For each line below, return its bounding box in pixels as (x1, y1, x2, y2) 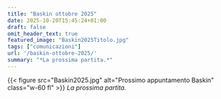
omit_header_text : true (7, 30, 78, 37)
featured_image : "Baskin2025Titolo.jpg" (7, 37, 130, 44)
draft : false (7, 23, 46, 30)
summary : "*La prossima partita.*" (7, 57, 113, 64)
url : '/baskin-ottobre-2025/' (7, 50, 98, 57)
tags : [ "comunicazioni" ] (7, 43, 81, 50)
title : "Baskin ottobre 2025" (7, 10, 98, 18)
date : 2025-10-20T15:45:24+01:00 (7, 17, 107, 24)
